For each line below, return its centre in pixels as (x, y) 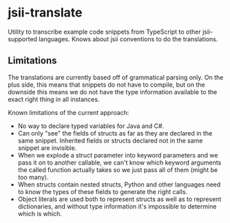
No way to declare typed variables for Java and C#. (91, 126)
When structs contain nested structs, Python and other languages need (119, 184)
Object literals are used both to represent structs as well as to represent (119, 199)
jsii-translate (45, 13)
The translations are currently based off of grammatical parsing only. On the (116, 77)
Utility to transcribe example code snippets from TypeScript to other (105, 32)
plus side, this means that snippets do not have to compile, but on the (106, 85)
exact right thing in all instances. (54, 99)
